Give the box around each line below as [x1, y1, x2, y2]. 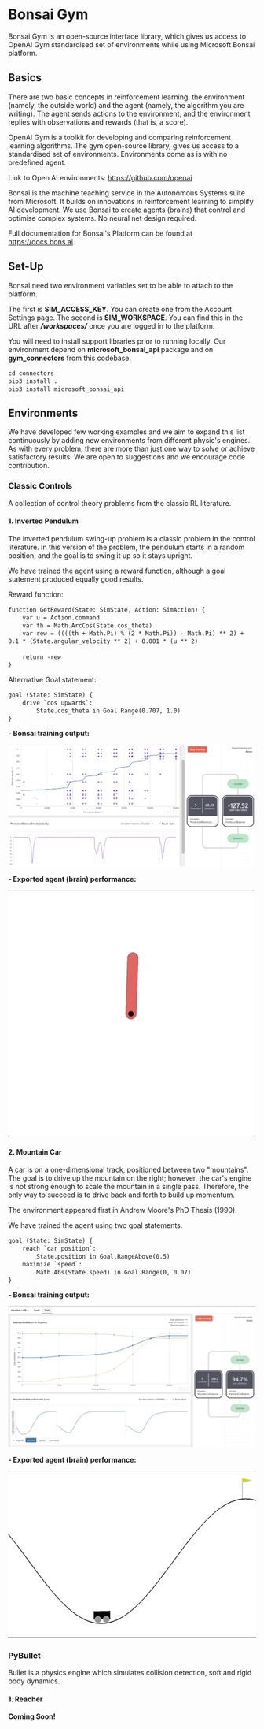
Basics [8, 71, 42, 84]
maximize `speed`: [22, 1260, 82, 1268]
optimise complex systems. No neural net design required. [8, 213, 197, 222]
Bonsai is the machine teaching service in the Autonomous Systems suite [8, 188, 246, 198]
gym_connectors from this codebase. [8, 353, 132, 363]
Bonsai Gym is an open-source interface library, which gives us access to [8, 32, 247, 41]
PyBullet [8, 1649, 42, 1660]
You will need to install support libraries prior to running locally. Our [8, 337, 226, 346]
